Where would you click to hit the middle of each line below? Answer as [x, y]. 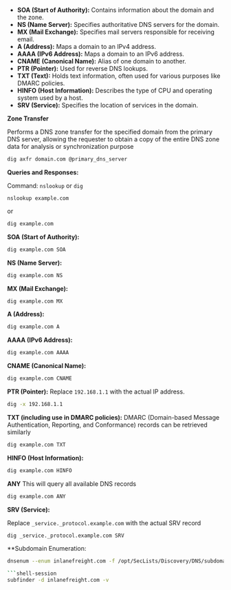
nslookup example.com [38, 198]
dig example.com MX [35, 301]
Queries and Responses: [43, 172]
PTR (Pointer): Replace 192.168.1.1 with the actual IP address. [96, 391]
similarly [19, 432]
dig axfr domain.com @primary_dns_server [67, 159]
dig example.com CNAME [40, 378]
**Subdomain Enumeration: [47, 549]
